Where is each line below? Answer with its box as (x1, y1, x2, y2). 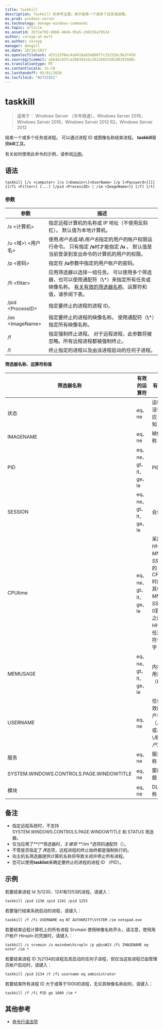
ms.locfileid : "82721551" (5, 75, 57, 80)
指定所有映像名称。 (48, 321, 93, 328)
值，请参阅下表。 (48, 291, 88, 297)
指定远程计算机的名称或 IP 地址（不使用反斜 (48, 219, 148, 226)
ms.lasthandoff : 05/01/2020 (5, 71, 62, 76)
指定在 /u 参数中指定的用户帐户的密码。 (48, 259, 137, 266)
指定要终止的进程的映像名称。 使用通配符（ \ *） (48, 314, 155, 321)
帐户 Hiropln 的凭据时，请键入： (9, 932, 73, 938)
